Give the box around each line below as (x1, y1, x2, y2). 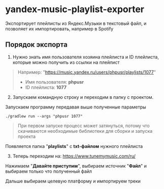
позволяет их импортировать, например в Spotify (5, 25, 114, 31)
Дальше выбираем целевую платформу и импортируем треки (5, 178, 141, 184)
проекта (17, 133, 36, 139)
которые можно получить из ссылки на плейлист (12, 59, 120, 65)
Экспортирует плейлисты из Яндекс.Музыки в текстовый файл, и (5, 20, 147, 26)
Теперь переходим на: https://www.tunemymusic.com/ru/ (12, 153, 136, 159)
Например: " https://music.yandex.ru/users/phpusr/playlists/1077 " (17, 69, 156, 75)
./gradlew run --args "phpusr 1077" (5, 114, 83, 119)
